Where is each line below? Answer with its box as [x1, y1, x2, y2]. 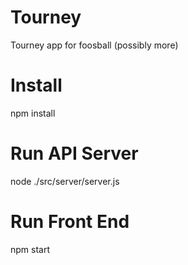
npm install [10, 107, 56, 119]
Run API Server [10, 142, 139, 165]
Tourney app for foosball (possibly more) [10, 39, 179, 51]
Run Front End [10, 211, 130, 233]
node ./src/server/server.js [10, 175, 120, 187]
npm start [10, 243, 51, 255]
